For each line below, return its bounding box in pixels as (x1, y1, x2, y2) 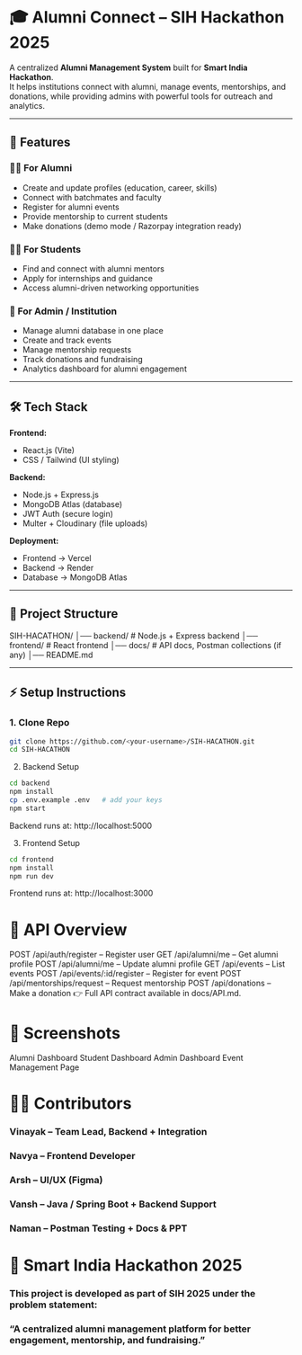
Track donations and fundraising (22, 354, 143, 365)
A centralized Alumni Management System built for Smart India (9, 62, 248, 73)
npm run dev (9, 871, 54, 881)
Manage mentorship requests (22, 344, 132, 355)
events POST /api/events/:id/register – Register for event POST (9, 968, 242, 979)
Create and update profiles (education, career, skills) (22, 182, 218, 193)
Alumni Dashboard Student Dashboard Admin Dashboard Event (9, 1053, 244, 1064)
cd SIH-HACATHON (9, 745, 70, 754)
